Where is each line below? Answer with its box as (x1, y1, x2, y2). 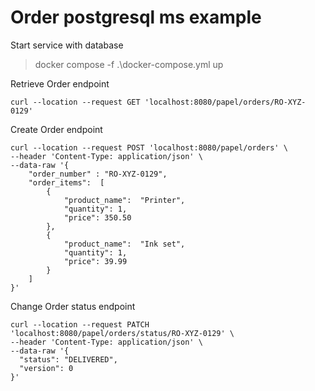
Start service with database (10, 39, 124, 51)
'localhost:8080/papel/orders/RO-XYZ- (144, 97, 307, 107)
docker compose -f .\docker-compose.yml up (34, 58, 224, 70)
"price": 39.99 (63, 256, 128, 266)
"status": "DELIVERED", (19, 354, 118, 365)
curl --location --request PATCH (10, 319, 150, 330)
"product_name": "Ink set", (63, 239, 186, 249)
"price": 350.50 (63, 212, 132, 223)
